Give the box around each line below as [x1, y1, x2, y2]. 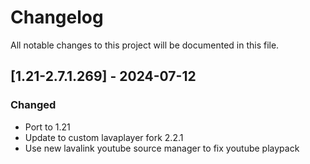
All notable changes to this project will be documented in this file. [10, 39, 280, 51]
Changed [10, 98, 57, 112]
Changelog [10, 6, 104, 29]
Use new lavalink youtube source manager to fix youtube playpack [24, 142, 300, 154]
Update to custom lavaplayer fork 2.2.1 [24, 131, 184, 143]
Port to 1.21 [24, 121, 71, 133]
